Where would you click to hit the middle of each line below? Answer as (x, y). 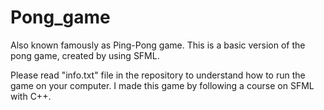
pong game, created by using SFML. (85, 55)
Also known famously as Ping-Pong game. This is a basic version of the (158, 45)
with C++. (31, 96)
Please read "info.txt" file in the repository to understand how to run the (158, 75)
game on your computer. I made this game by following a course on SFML (162, 85)
